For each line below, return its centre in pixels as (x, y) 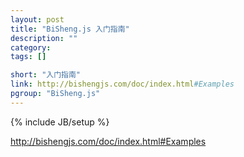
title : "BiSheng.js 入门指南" (70, 29)
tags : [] (28, 57)
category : (31, 47)
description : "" (44, 38)
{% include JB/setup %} (60, 122)
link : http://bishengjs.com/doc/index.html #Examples (122, 84)
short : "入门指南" (46, 75)
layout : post (37, 19)
